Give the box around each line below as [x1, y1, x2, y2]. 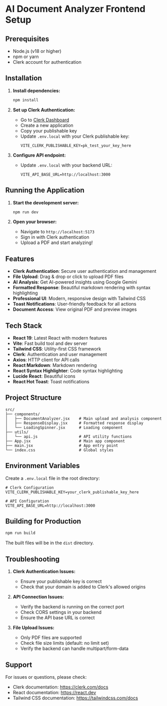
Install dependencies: [12, 87, 61, 94]
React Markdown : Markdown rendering [12, 362, 97, 368]
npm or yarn [12, 53, 39, 60]
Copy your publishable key [20, 127, 77, 134]
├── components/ [5, 412, 40, 417]
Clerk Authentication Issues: [12, 568, 76, 574]
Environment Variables [5, 461, 80, 470]
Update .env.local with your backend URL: [20, 162, 113, 168]
